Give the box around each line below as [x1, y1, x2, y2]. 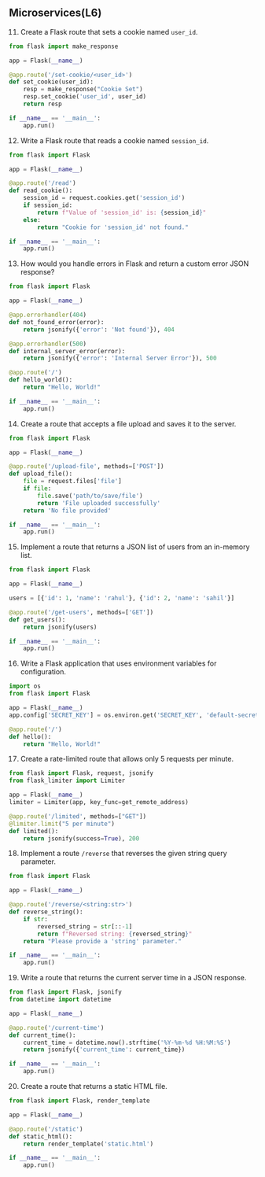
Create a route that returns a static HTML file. [20, 1082, 167, 1091]
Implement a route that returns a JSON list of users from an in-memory [20, 542, 250, 552]
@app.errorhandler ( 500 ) [9, 340, 87, 348]
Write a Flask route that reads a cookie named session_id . [20, 135, 209, 145]
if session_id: [23, 201, 73, 209]
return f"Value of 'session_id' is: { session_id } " [37, 208, 207, 216]
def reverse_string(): [9, 908, 83, 916]
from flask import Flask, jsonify [9, 988, 123, 996]
